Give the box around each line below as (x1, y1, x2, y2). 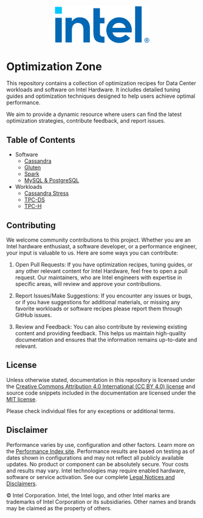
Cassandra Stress (24, 189, 69, 197)
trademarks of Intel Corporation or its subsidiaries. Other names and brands (6, 498, 196, 505)
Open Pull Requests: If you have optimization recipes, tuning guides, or (15, 261, 193, 268)
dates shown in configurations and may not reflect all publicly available (6, 454, 184, 461)
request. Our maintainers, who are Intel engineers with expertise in (15, 274, 182, 281)
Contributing (6, 220, 56, 230)
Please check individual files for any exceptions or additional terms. (6, 407, 176, 415)
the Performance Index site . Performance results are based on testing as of (6, 448, 195, 455)
